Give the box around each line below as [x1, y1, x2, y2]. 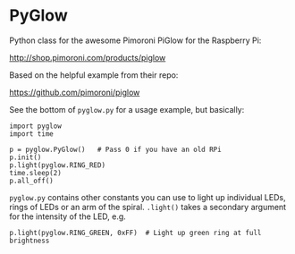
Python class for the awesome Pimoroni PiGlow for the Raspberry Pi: [9, 35, 262, 46]
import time [9, 129, 54, 139]
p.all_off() [9, 176, 54, 185]
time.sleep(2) [9, 168, 63, 177]
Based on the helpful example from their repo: [9, 69, 179, 80]
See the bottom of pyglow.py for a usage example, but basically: [9, 104, 245, 114]
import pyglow [9, 122, 63, 131]
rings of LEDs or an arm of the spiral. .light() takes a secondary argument [9, 201, 287, 212]
